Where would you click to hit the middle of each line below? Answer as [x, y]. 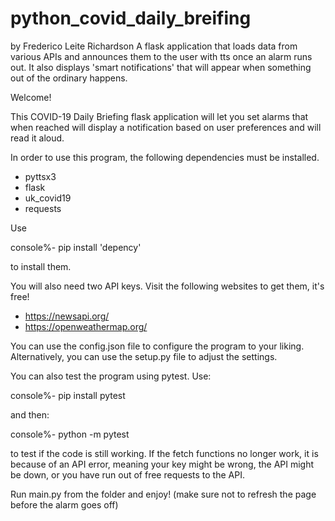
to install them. [41, 266]
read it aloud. [37, 138]
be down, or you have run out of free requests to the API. [127, 474]
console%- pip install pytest [68, 395]
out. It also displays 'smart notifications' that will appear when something [161, 67]
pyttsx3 [40, 176]
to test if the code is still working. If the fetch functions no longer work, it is [164, 453]
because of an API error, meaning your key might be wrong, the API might [162, 464]
